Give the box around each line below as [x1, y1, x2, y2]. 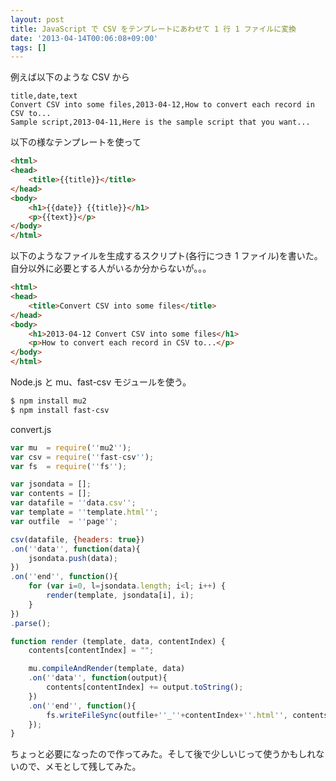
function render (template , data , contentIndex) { [10, 636, 226, 646]
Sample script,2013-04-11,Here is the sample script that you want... [10, 117, 311, 128]
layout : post [10, 14, 65, 25]
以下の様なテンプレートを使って [10, 136, 142, 148]
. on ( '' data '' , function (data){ [10, 544, 141, 554]
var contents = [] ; [10, 489, 92, 499]
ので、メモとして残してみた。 [18, 761, 142, 773]
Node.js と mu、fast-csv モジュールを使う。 [10, 376, 192, 388]
